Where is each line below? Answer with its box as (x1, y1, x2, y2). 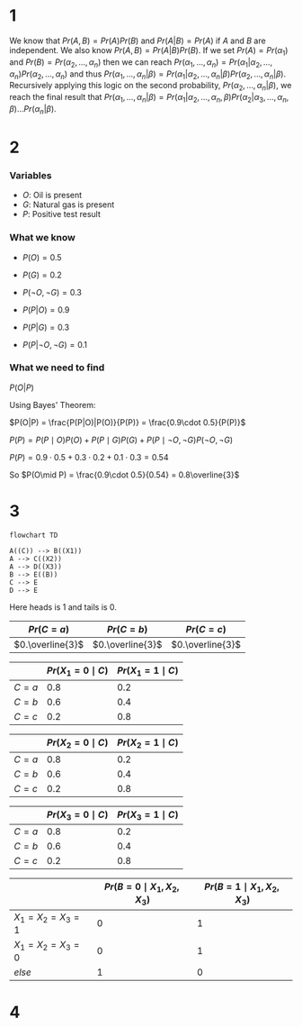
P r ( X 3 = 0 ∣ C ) (46, 808, 109, 823)
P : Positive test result (22, 209, 101, 220)
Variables (9, 168, 52, 181)
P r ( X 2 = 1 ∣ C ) (116, 736, 179, 750)
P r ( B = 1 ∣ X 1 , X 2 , (204, 880, 280, 895)
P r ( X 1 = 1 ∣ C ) (116, 664, 179, 678)
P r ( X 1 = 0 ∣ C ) (46, 664, 109, 678)
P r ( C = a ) (28, 623, 70, 635)
